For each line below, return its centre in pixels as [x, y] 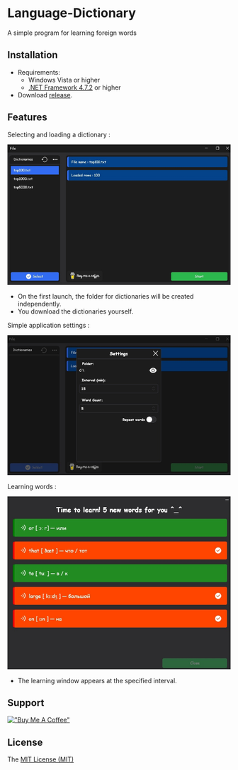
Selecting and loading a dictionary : [59, 134]
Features [27, 118]
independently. [39, 304]
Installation [33, 55]
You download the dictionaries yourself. [75, 311]
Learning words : [32, 486]
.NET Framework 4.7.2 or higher [75, 87]
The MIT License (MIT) [41, 759]
